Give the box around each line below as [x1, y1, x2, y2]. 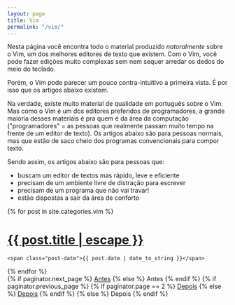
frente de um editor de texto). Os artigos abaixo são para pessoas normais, [7, 129, 224, 137]
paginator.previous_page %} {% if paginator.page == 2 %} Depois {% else [7, 282, 222, 291]
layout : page [7, 10, 45, 18]
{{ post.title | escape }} [7, 232, 144, 248]
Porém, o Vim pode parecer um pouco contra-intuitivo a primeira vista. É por [7, 79, 228, 87]
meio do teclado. [7, 65, 56, 74]
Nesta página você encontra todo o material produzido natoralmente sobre [7, 43, 224, 51]
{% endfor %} [7, 267, 48, 276]
